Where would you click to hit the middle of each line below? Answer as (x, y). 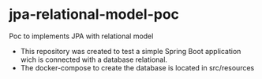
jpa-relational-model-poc (94, 14)
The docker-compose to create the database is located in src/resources (137, 67)
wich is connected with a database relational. (94, 59)
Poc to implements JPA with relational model (81, 36)
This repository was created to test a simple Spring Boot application (131, 51)
